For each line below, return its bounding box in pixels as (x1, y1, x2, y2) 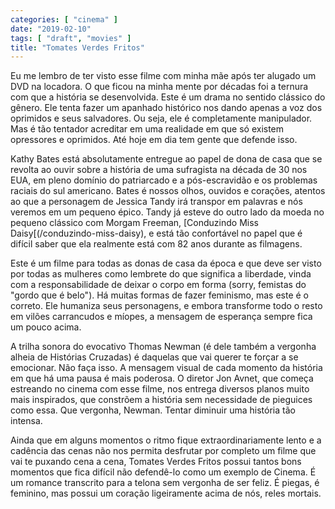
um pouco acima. (10, 321, 82, 333)
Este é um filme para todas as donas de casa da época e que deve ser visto (10, 257, 322, 270)
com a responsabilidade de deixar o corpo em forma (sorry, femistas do (10, 279, 307, 291)
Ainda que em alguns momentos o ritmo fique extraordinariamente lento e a (10, 434, 322, 446)
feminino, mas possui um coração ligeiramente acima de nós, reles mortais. (10, 487, 322, 500)
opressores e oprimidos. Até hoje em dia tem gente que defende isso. (10, 134, 298, 146)
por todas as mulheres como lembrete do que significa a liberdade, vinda (10, 268, 312, 280)
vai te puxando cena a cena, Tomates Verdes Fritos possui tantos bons (10, 456, 302, 468)
